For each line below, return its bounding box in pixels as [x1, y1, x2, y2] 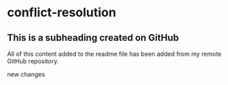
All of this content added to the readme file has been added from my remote [7, 50, 222, 58]
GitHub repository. [7, 57, 60, 65]
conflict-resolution [7, 5, 116, 20]
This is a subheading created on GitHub [7, 32, 179, 44]
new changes [7, 70, 46, 78]
